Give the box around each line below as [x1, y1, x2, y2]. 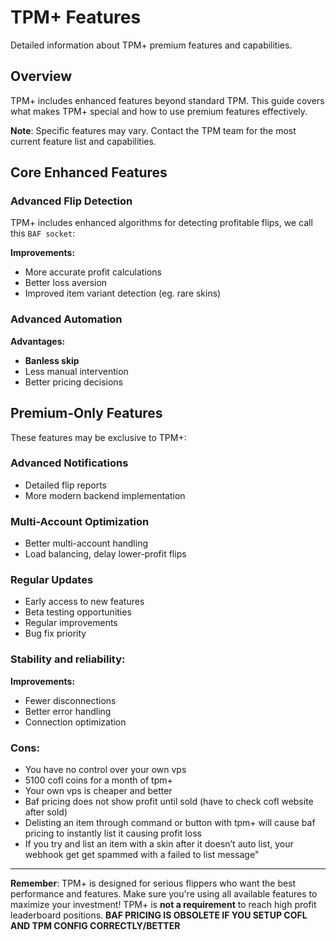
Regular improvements [24, 617, 118, 629]
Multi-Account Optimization [10, 514, 150, 528]
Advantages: [10, 335, 66, 347]
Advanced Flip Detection [10, 194, 133, 208]
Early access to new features [24, 596, 145, 608]
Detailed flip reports [24, 479, 107, 491]
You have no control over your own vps [24, 764, 187, 776]
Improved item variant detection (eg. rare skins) [24, 287, 222, 300]
